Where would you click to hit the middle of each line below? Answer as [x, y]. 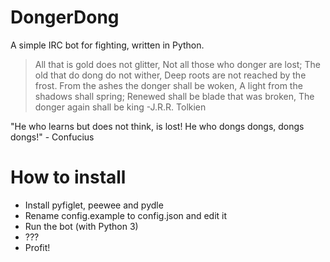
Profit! [37, 247]
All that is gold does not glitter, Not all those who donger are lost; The [178, 64]
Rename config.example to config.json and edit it [126, 215]
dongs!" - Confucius [52, 137]
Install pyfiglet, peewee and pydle [94, 205]
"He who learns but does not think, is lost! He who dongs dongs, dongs [157, 126]
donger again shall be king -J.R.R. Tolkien [120, 107]
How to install [68, 177]
